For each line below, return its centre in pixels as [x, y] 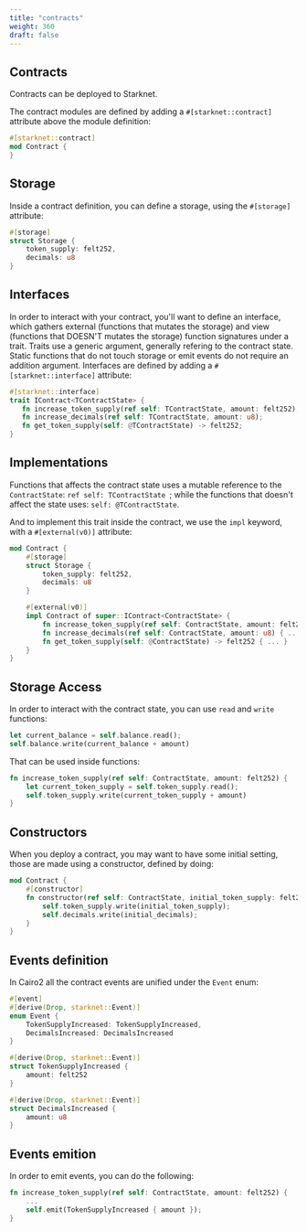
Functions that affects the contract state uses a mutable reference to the [146, 485]
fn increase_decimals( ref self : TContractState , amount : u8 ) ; [143, 417]
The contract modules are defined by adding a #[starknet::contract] [141, 112]
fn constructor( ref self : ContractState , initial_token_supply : [151, 897]
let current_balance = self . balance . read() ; [95, 736]
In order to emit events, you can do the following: [102, 1176]
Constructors [48, 832]
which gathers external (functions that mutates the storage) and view [139, 326]
